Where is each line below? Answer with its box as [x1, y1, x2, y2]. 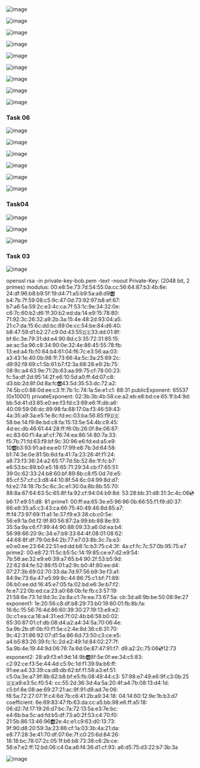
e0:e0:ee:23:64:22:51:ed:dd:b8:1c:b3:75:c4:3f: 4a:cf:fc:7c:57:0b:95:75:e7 [6, 542, 187, 549]
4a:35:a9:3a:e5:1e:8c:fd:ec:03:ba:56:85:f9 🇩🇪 [6, 412, 119, 419]
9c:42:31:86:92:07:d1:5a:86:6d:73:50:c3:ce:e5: [6, 631, 121, 639]
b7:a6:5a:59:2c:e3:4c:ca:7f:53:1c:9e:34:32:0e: [6, 303, 121, 310]
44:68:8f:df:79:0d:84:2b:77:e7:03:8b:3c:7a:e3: [6, 536, 121, 543]
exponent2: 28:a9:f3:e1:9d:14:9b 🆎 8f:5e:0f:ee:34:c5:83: [6, 653, 143, 660]
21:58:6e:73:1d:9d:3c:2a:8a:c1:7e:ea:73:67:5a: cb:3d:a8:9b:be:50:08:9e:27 [6, 593, 189, 600]
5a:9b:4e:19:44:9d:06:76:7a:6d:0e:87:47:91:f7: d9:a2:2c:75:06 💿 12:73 [6, 645, 177, 652]
